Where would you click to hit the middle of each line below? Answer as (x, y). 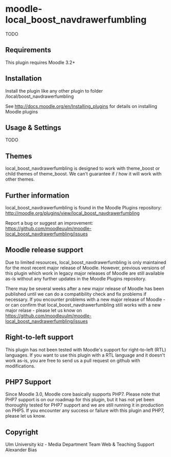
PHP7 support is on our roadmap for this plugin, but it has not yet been (80, 400)
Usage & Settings (33, 128)
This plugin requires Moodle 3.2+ (40, 62)
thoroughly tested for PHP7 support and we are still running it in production (84, 405)
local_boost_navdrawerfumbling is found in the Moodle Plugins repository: (84, 208)
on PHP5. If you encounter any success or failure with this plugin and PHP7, (85, 410)
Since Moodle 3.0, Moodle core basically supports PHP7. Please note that (83, 394)
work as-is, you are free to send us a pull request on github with (73, 360)
